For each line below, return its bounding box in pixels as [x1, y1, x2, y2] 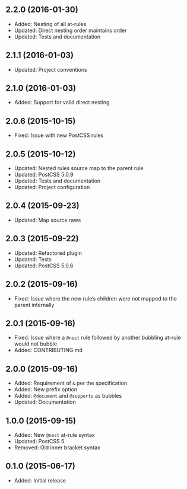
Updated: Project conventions [14, 66, 87, 73]
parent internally [14, 301, 55, 308]
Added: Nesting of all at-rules [14, 20, 87, 27]
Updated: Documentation [14, 398, 76, 405]
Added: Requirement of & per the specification [14, 379, 128, 387]
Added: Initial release [14, 477, 66, 484]
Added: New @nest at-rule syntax [14, 431, 96, 438]
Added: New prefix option [14, 386, 78, 393]
